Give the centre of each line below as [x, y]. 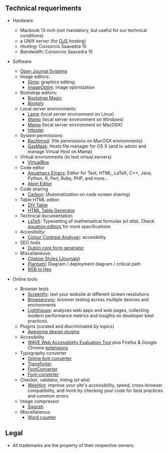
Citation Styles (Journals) [54, 258]
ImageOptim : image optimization [61, 87]
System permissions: [42, 135]
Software [22, 61]
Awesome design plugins [53, 332]
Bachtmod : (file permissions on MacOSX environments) [85, 141]
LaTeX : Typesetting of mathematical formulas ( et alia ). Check [91, 221]
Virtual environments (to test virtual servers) [66, 157]
